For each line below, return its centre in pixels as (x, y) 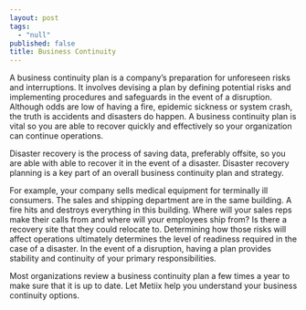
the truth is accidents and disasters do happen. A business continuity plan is (153, 117)
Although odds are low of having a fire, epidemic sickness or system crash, (151, 107)
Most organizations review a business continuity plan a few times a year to (150, 276)
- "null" (34, 35)
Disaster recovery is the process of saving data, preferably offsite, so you (148, 154)
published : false (42, 43)
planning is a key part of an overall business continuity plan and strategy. (147, 173)
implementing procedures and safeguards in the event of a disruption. (141, 98)
